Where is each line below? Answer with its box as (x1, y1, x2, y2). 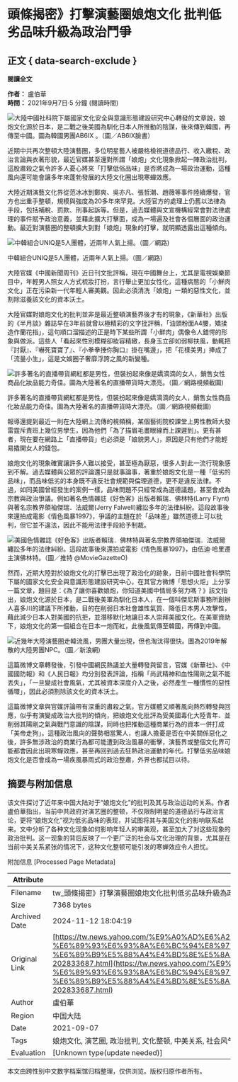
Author (11, 997, 34, 1007)
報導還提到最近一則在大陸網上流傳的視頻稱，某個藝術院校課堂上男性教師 (7, 417, 218, 426)
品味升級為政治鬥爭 (20, 24, 132, 40)
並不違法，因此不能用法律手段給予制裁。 (31, 521, 150, 529)
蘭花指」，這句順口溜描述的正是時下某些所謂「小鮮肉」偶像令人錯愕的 (19, 328, 222, 336)
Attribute (13, 875, 44, 884)
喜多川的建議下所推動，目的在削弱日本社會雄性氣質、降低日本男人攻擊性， (13, 604, 231, 613)
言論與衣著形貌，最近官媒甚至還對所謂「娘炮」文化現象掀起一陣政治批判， (13, 155, 231, 164)
